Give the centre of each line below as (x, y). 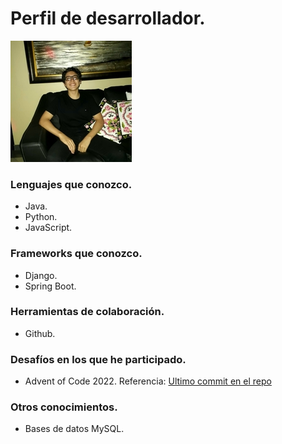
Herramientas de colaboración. (87, 312)
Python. (41, 217)
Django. (41, 275)
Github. (40, 333)
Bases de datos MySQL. (74, 429)
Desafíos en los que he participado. (98, 359)
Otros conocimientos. (64, 407)
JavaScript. (48, 228)
